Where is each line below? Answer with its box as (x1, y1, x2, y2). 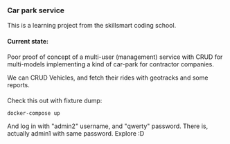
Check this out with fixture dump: (7, 96, 103, 105)
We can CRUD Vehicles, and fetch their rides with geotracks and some (7, 73, 209, 82)
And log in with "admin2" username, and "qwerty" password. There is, (7, 122, 209, 130)
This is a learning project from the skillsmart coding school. (7, 21, 177, 30)
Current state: (7, 37, 48, 45)
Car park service (7, 6, 64, 15)
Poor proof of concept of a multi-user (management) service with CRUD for (7, 53, 223, 61)
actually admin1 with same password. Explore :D (7, 129, 145, 138)
